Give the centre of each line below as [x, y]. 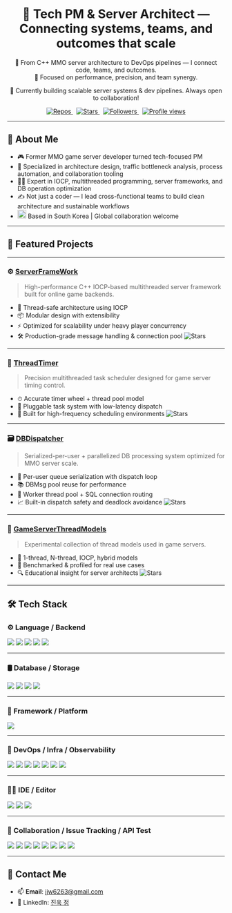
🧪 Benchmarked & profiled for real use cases [81, 565]
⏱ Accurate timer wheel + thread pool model [80, 399]
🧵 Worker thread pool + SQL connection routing [85, 494]
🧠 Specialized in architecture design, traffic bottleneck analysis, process [120, 166]
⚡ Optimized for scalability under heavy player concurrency [101, 325]
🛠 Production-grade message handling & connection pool [100, 336]
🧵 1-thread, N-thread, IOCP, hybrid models [77, 558]
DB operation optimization [54, 188]
